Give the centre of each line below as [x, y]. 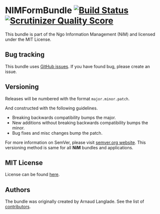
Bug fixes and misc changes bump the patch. [57, 133]
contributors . [18, 207]
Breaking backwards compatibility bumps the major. [64, 117]
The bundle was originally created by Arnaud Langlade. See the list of [75, 201]
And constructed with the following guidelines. [51, 108]
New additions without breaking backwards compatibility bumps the [80, 123]
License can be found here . [32, 175]
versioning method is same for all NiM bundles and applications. [69, 147]
